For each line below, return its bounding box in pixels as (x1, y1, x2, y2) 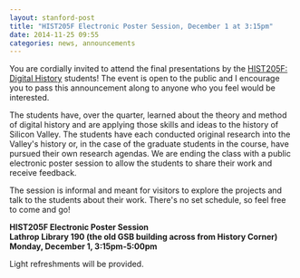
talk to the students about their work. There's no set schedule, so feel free (9, 195, 286, 206)
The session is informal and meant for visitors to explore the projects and (9, 185, 283, 196)
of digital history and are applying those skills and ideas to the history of (9, 120, 279, 130)
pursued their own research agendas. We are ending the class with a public (9, 149, 292, 159)
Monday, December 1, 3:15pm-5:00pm (9, 241, 158, 252)
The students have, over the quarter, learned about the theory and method (9, 110, 287, 120)
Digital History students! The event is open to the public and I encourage (9, 73, 280, 84)
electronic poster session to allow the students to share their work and (9, 158, 273, 168)
